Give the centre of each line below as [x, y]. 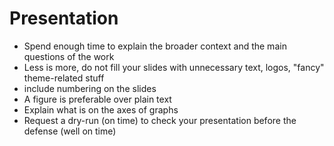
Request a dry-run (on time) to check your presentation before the [160, 120]
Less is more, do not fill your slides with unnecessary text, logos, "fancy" [174, 67]
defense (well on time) [70, 131]
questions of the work [69, 56]
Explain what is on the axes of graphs [101, 109]
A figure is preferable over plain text [97, 99]
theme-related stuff [64, 78]
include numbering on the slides [90, 88]
